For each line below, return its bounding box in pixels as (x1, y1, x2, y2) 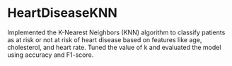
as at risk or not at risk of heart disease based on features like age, (7, 35, 202, 44)
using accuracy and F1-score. (7, 51, 94, 59)
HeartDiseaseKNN (7, 5, 118, 21)
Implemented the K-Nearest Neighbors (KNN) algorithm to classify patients (7, 28, 226, 37)
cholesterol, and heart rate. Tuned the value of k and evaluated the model (7, 43, 221, 51)
